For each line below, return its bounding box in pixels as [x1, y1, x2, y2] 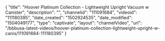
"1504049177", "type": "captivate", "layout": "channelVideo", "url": [5, 20, 142, 26]
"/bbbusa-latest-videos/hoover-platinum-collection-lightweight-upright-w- [5, 25, 160, 31]
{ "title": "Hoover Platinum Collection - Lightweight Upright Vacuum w [5, 4, 149, 10]
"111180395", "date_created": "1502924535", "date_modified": [5, 15, 133, 20]
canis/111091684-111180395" [5, 31, 64, 36]
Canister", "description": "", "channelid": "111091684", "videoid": [5, 9, 137, 15]
